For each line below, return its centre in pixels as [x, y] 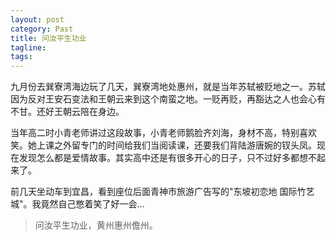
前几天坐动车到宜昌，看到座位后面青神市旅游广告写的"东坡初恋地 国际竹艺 [162, 192]
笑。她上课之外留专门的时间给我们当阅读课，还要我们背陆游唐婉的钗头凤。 [163, 145]
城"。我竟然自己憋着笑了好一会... [77, 204]
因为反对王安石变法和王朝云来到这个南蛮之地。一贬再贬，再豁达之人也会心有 [168, 99]
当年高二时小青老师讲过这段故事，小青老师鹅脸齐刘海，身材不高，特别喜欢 [163, 133]
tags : [21, 57]
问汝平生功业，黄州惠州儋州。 [96, 225]
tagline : [28, 47]
